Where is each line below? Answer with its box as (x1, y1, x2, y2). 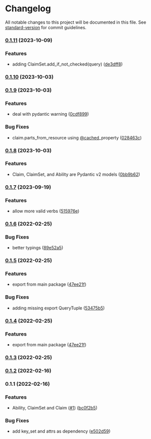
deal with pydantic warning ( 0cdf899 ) (12, 111, 90, 117)
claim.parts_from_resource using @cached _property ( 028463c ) (12, 135, 142, 140)
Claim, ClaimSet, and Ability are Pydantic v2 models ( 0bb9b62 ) (12, 171, 140, 177)
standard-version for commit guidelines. (5, 24, 87, 30)
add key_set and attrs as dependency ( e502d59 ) (12, 428, 111, 434)
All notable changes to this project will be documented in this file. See (5, 19, 147, 25)
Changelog (5, 3, 51, 14)
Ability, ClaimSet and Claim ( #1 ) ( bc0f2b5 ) (12, 405, 97, 411)
